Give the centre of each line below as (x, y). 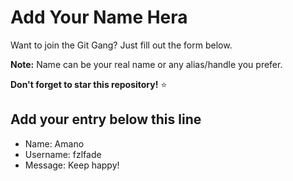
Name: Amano (54, 143)
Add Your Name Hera (99, 17)
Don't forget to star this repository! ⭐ (89, 84)
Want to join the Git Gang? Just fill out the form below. (121, 45)
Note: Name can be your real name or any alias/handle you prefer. (146, 64)
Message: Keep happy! (72, 165)
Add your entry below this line (106, 119)
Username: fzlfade (63, 154)
